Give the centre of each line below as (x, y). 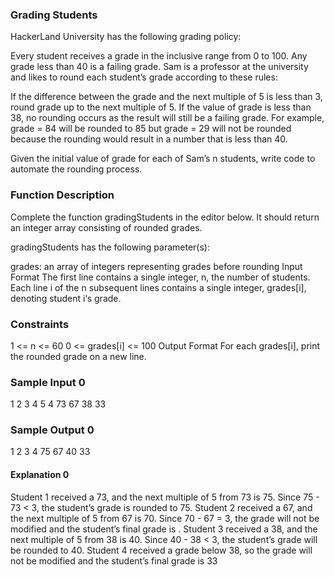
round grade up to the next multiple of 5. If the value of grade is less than (161, 107)
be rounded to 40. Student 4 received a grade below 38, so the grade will (161, 550)
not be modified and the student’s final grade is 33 (114, 560)
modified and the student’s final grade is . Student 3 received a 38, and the (164, 529)
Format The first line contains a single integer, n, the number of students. (160, 277)
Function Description (62, 195)
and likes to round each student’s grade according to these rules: (144, 77)
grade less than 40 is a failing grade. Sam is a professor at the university (159, 67)
